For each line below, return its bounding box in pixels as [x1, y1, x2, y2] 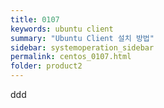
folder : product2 [10, 61, 83, 71]
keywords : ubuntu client [10, 24, 114, 34]
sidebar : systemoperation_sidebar [10, 42, 155, 53]
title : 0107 [10, 14, 60, 25]
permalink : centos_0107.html [10, 52, 132, 62]
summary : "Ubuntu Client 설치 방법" [10, 33, 155, 43]
